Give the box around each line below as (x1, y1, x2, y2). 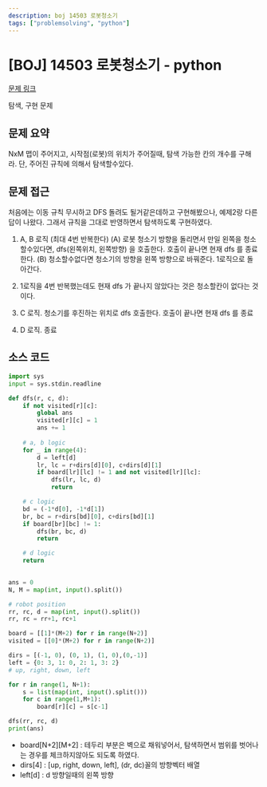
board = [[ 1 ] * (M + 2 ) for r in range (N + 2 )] (8, 630, 148, 638)
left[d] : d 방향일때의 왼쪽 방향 (19, 769, 114, 779)
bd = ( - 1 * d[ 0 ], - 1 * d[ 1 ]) (22, 504, 105, 513)
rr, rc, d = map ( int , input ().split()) (8, 607, 141, 615)
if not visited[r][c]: (22, 401, 98, 409)
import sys (8, 372, 45, 380)
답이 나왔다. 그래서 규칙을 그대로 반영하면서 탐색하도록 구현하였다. (8, 217, 213, 227)
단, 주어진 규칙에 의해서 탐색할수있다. (18, 159, 134, 168)
